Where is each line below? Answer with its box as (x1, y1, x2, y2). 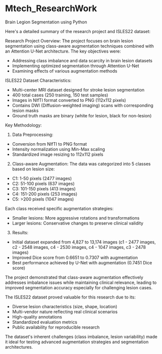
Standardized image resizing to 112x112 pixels (12, 151, 103, 157)
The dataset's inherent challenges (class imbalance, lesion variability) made (5, 334, 158, 339)
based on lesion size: (12, 166, 55, 172)
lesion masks (12, 108, 39, 113)
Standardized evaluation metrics (12, 319, 78, 325)
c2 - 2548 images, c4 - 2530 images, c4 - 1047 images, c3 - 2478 (12, 244, 146, 250)
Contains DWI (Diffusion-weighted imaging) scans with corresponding (12, 102, 154, 108)
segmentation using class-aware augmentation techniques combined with (5, 43, 154, 49)
